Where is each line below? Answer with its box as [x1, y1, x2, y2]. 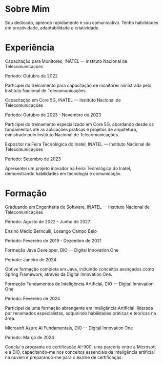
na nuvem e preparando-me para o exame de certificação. [5, 354, 123, 360]
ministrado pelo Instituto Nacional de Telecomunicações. [5, 131, 120, 138]
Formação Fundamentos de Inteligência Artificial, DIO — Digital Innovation [5, 281, 154, 287]
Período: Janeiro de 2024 [5, 256, 57, 263]
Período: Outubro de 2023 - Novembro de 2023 [5, 112, 102, 118]
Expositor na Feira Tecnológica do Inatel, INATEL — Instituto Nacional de [5, 141, 151, 147]
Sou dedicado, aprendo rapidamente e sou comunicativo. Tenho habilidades [5, 20, 159, 25]
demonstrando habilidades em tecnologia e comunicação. [5, 170, 122, 176]
